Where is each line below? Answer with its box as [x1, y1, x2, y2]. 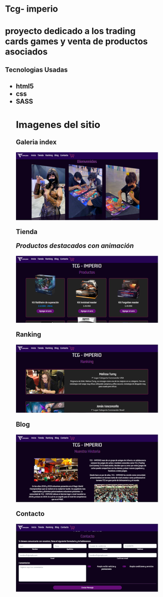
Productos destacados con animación [16, 242, 134, 250]
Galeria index [16, 138, 57, 146]
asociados [5, 46, 48, 57]
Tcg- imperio [5, 3, 58, 15]
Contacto [16, 509, 45, 518]
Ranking [16, 331, 41, 339]
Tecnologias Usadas [5, 66, 68, 74]
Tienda [16, 228, 38, 236]
